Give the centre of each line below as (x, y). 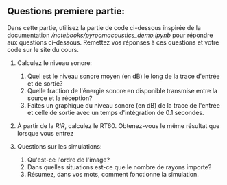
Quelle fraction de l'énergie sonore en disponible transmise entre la (122, 90)
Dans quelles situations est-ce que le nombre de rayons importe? (119, 166)
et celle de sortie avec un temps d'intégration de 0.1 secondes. (116, 112)
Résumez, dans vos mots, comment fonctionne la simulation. (113, 174)
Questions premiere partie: (66, 11)
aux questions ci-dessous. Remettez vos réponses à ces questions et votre (113, 42)
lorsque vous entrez (45, 133)
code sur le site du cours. (43, 49)
